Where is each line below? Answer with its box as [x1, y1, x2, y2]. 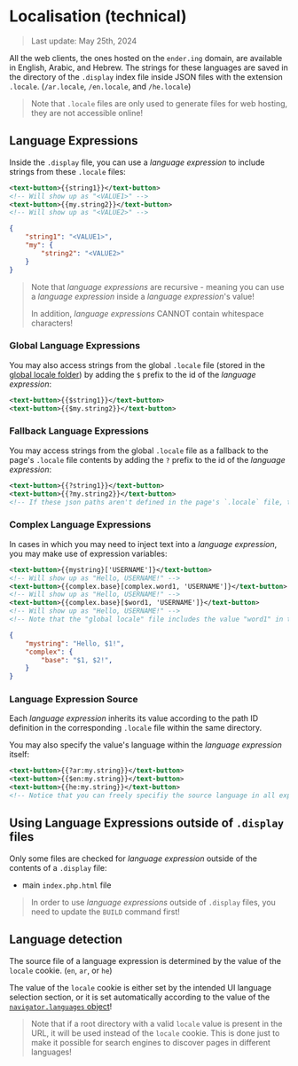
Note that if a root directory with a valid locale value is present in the [30, 1018, 283, 1029]
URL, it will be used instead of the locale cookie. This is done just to [30, 1027, 280, 1039]
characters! [30, 317, 74, 328]
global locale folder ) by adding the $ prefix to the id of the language [9, 369, 256, 380]
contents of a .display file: [9, 862, 108, 873]
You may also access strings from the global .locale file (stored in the [9, 359, 266, 370]
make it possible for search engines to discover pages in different [30, 1037, 271, 1047]
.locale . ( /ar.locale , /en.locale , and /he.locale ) [9, 81, 192, 91]
